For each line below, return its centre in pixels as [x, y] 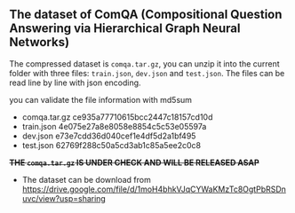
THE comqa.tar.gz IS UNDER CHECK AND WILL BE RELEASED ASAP [134, 162]
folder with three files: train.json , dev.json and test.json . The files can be [147, 73]
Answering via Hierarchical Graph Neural [125, 29]
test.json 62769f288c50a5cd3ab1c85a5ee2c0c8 [112, 145]
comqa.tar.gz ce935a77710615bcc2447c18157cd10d [117, 117]
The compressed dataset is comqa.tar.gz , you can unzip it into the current [144, 63]
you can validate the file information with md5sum [101, 99]
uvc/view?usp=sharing [64, 198]
